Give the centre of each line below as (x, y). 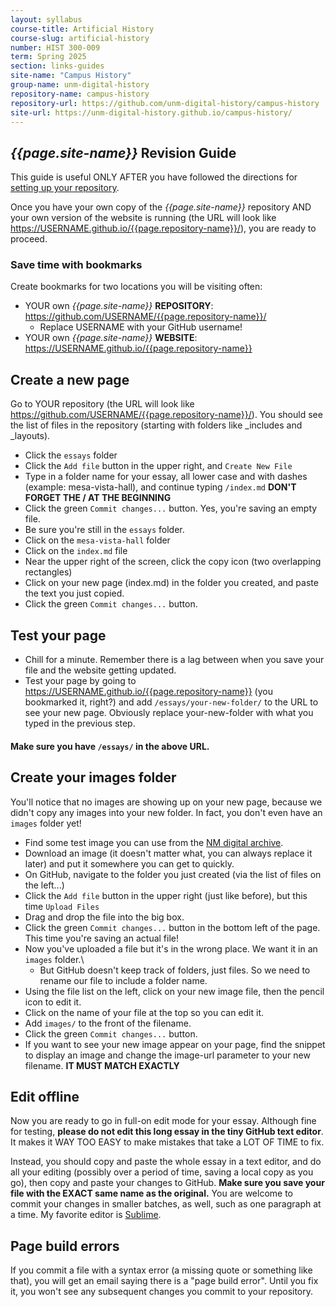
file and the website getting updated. (100, 670)
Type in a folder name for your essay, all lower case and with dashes (166, 477)
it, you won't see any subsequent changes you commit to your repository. (162, 1292)
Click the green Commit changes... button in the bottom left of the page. (172, 927)
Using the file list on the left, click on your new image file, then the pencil (174, 991)
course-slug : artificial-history (80, 38)
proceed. (29, 239)
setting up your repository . (65, 188)
